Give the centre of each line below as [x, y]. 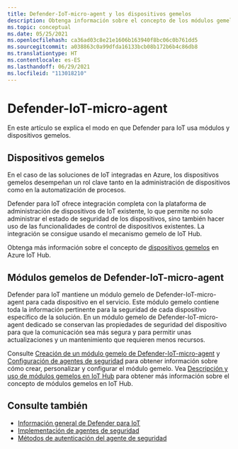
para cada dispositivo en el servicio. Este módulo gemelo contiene [123, 302]
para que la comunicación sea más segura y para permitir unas [100, 332]
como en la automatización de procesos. [67, 190]
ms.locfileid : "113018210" [47, 73]
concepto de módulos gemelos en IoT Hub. [70, 384]
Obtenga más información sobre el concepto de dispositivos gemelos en [113, 248]
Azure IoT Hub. [29, 255]
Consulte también [47, 406]
